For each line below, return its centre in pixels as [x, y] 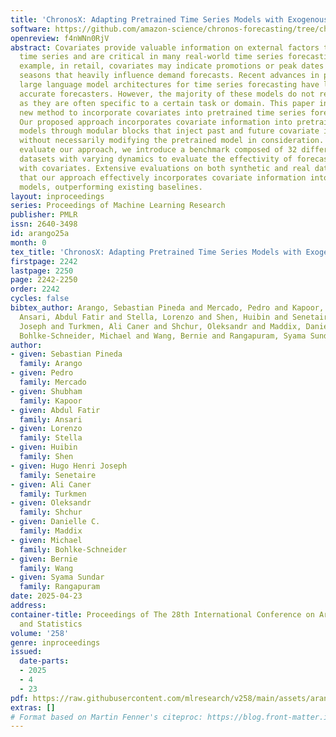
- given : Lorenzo [46, 429]
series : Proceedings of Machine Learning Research [118, 206]
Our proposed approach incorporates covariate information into [156, 122]
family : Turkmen [53, 494]
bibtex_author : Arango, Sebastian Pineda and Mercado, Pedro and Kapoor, [167, 308]
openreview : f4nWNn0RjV [60, 38]
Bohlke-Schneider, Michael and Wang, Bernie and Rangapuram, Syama [163, 336]
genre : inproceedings [55, 642]
